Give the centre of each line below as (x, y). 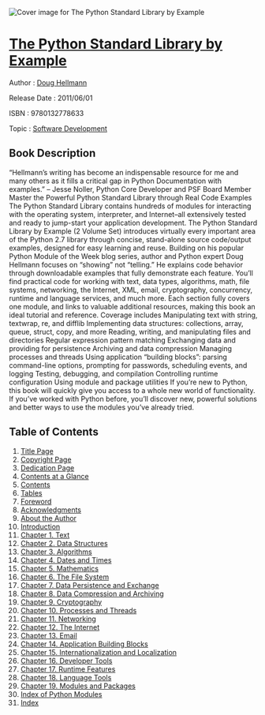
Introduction (40, 526)
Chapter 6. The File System (65, 577)
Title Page (37, 451)
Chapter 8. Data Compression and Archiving (92, 593)
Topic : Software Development (58, 128)
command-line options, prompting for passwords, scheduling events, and (128, 365)
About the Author (49, 518)
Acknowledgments (51, 510)
